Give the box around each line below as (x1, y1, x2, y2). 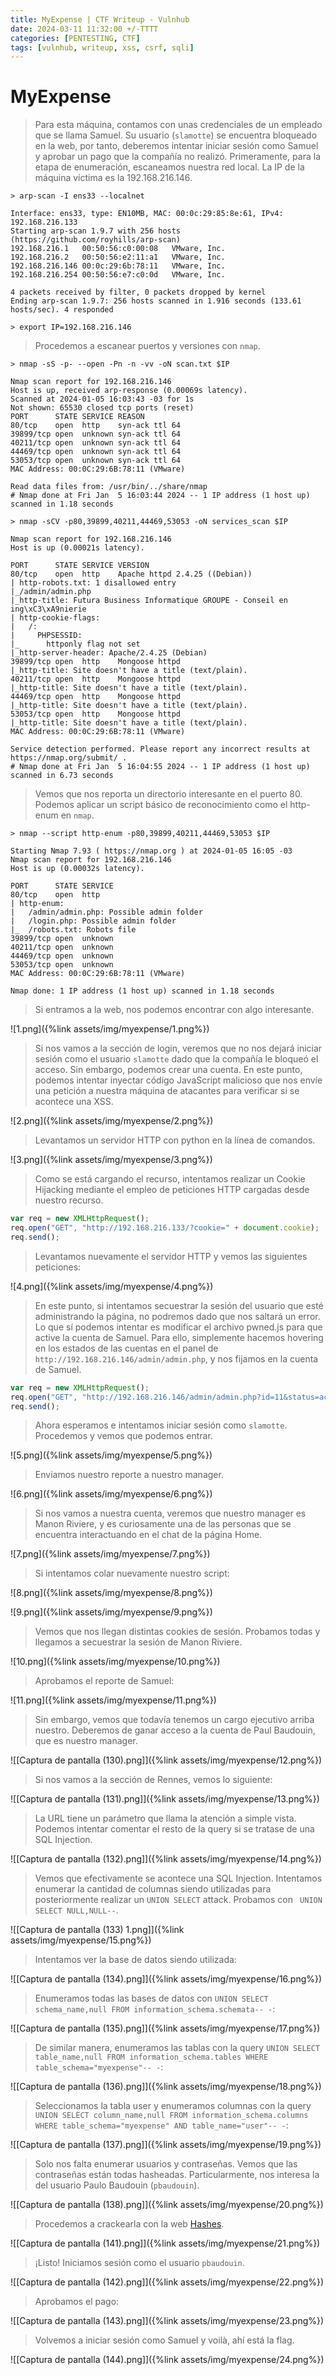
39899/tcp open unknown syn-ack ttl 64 (10, 429, 182, 440)
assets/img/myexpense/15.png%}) (10, 1934, 152, 1946)
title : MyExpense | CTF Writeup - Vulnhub (10, 14, 190, 25)
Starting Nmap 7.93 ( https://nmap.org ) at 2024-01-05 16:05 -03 (10, 846, 293, 856)
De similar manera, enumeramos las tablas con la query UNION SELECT (34, 2042, 321, 2054)
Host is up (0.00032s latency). (10, 864, 145, 874)
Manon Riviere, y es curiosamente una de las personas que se (34, 1518, 292, 1530)
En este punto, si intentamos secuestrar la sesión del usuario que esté (34, 1299, 324, 1311)
